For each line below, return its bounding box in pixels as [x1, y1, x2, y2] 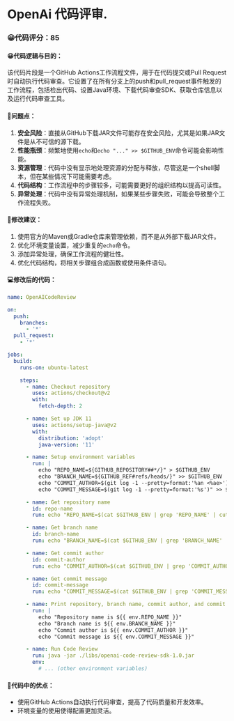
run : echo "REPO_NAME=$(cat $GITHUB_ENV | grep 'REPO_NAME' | [32, 511, 217, 519]
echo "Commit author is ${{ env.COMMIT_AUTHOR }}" [38, 626, 189, 634]
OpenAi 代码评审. [7, 6, 108, 22]
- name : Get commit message [25, 575, 108, 582]
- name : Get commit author [25, 550, 104, 557]
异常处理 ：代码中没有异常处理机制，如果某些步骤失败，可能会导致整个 [17, 189, 219, 198]
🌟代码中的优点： [7, 681, 54, 690]
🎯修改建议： [7, 215, 42, 224]
